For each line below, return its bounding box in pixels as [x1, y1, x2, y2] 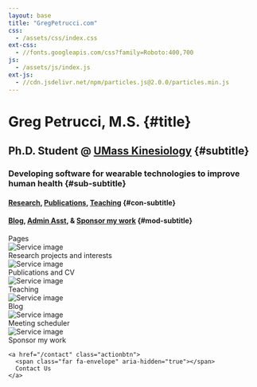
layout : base [8, 11, 52, 20]
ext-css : [8, 41, 37, 49]
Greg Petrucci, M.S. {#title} [8, 112, 192, 131]
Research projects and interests [8, 250, 113, 260]
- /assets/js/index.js [15, 64, 91, 72]
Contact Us [15, 364, 52, 373]
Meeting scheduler [8, 318, 70, 327]
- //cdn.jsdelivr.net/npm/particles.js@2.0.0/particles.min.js [15, 78, 229, 86]
